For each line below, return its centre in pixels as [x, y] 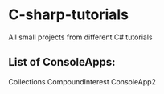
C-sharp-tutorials [69, 15]
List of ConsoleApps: [62, 62]
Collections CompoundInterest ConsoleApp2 [82, 81]
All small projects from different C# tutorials [80, 37]
